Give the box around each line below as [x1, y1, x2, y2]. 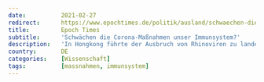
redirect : [8, 19, 41, 27]
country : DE [8, 48, 68, 55]
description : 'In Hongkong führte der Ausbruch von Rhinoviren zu [8, 41, 237, 48]
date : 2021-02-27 [8, 11, 97, 20]
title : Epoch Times [8, 26, 101, 34]
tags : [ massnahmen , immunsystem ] [8, 62, 149, 70]
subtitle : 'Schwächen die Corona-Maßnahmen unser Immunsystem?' [8, 33, 241, 41]
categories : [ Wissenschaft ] [8, 55, 111, 63]
